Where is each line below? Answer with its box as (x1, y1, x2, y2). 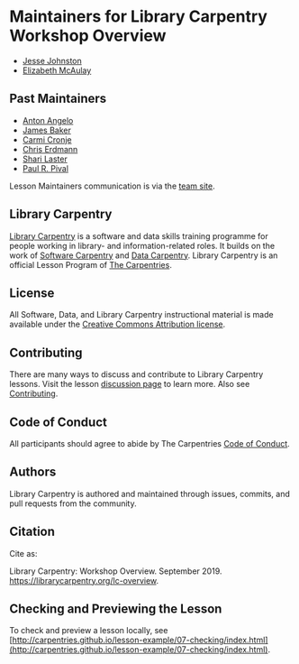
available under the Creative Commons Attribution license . (9, 318, 226, 330)
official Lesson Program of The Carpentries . (9, 259, 173, 270)
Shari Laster (22, 153, 68, 164)
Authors (9, 465, 57, 480)
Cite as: (9, 548, 38, 558)
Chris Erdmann (22, 143, 78, 154)
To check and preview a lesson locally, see (9, 625, 168, 636)
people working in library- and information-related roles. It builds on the (9, 240, 276, 251)
